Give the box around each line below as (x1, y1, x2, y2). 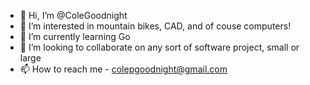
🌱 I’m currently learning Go (19, 31, 131, 42)
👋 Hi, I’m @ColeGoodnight (19, 10, 128, 21)
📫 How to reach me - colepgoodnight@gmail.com (19, 63, 228, 75)
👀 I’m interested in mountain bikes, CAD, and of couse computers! (19, 20, 292, 32)
